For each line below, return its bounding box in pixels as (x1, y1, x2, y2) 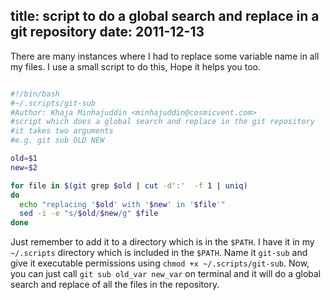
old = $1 (10, 154, 38, 164)
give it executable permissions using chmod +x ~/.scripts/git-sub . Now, (10, 257, 310, 269)
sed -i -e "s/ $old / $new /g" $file (19, 209, 159, 219)
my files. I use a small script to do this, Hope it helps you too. (10, 60, 261, 73)
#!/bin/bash (10, 89, 60, 99)
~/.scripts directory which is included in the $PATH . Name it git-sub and (10, 247, 308, 259)
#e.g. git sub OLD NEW (10, 135, 105, 146)
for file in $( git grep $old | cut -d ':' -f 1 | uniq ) (10, 180, 248, 191)
